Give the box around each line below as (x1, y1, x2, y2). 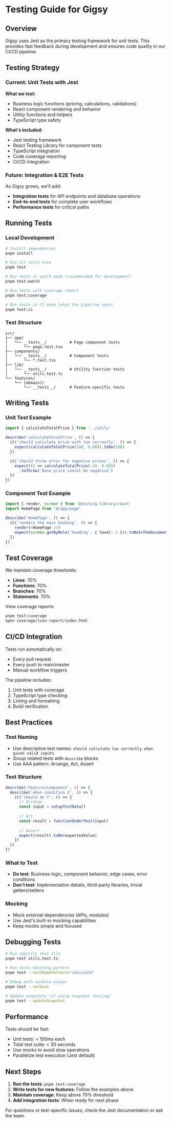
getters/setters (12, 887, 45, 893)
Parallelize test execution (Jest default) (12, 1052, 96, 1059)
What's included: (5, 127, 43, 133)
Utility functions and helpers (12, 111, 73, 118)
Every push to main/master (12, 661, 70, 667)
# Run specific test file (5, 951, 60, 957)
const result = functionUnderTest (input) (18, 818, 109, 823)
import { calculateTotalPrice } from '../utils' (5, 425, 111, 431)
